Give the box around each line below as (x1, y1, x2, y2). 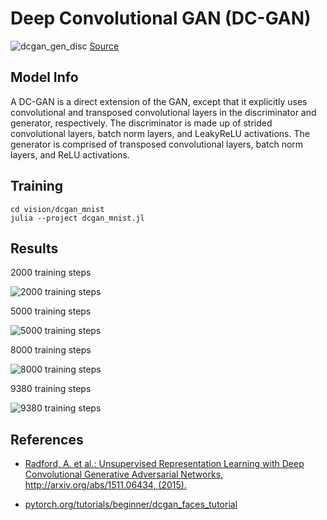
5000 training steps (10, 305, 92, 317)
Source (89, 40, 120, 52)
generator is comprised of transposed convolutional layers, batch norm (10, 138, 304, 150)
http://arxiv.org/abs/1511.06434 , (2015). (24, 479, 187, 491)
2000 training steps (10, 267, 92, 279)
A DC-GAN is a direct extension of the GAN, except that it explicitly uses (10, 95, 308, 107)
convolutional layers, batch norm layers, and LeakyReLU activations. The (10, 127, 310, 139)
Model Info (10, 69, 79, 86)
